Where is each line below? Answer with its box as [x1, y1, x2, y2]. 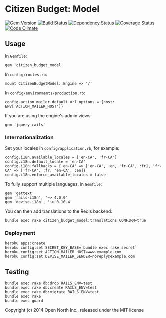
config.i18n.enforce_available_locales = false [5, 172, 106, 178]
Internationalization [5, 134, 54, 141]
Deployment [5, 229, 36, 236]
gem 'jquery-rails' [5, 122, 46, 127]
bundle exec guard [5, 298, 43, 303]
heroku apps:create [5, 241, 46, 246]
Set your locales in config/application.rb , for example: [5, 145, 120, 151]
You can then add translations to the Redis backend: [5, 208, 112, 214]
